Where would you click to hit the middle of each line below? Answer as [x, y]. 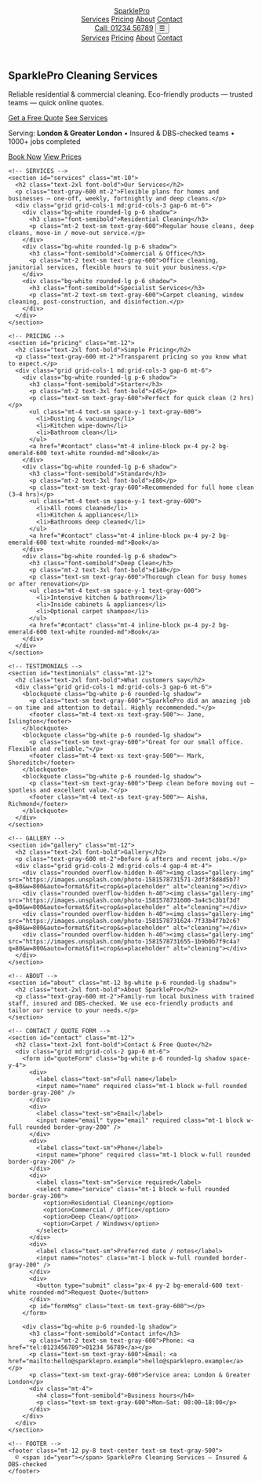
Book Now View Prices [45, 157]
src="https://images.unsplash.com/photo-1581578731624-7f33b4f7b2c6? [124, 921]
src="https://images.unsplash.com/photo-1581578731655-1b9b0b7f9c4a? [124, 942]
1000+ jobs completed [44, 142]
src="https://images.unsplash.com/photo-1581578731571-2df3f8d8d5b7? [124, 880]
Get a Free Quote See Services [58, 118]
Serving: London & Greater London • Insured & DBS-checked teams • [122, 133]
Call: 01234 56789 [124, 28]
